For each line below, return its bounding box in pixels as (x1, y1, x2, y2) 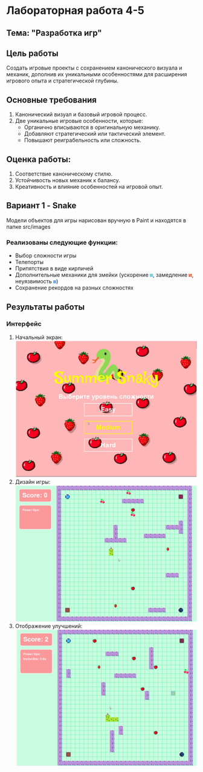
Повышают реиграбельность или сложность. (24, 137, 141, 144)
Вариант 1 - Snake (6, 200, 77, 211)
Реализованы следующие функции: (6, 238, 118, 246)
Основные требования (6, 94, 97, 105)
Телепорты (14, 259, 44, 266)
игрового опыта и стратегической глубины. (6, 77, 119, 85)
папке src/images (6, 223, 51, 230)
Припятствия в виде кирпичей (14, 265, 94, 272)
